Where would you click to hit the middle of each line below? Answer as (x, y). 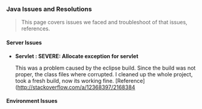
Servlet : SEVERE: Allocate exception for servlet (76, 56)
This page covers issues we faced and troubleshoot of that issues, (104, 22)
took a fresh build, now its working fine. (64, 81)
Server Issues (24, 42)
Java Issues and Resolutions (49, 9)
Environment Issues (32, 101)
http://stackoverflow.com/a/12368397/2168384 (76, 87)
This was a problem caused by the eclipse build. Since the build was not (105, 68)
